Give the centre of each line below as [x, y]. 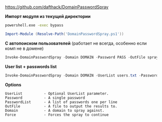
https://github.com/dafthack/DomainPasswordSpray [57, 7]
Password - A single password [45, 98]
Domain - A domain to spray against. [55, 110]
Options [13, 85]
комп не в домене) [24, 48]
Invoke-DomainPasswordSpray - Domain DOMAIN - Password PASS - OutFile [75, 57]
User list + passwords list [31, 66]
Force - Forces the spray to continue [57, 115]
